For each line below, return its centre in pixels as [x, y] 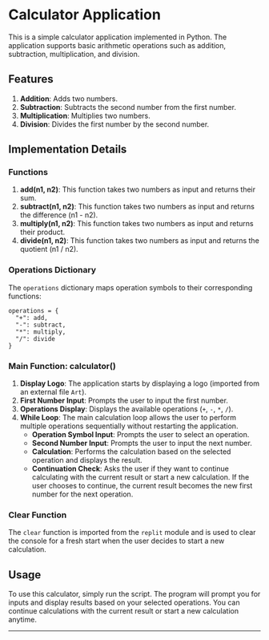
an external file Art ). [53, 392]
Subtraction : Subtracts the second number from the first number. [128, 107]
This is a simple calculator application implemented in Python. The [118, 37]
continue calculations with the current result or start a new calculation [123, 611]
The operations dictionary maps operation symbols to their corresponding [130, 287]
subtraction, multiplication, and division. [74, 54]
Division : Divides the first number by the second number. [114, 124]
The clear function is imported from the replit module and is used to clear [132, 533]
